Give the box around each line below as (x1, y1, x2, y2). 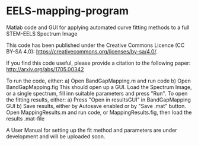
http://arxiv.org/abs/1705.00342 (6, 65, 84, 72)
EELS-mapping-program (6, 4, 129, 18)
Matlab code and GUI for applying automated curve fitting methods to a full (6, 24, 190, 31)
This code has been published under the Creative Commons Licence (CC (6, 42, 185, 49)
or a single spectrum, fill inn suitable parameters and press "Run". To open (6, 90, 188, 97)
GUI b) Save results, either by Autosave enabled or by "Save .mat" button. (6, 102, 187, 109)
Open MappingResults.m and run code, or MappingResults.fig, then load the (6, 109, 192, 116)
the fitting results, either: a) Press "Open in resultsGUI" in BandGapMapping (6, 96, 191, 103)
